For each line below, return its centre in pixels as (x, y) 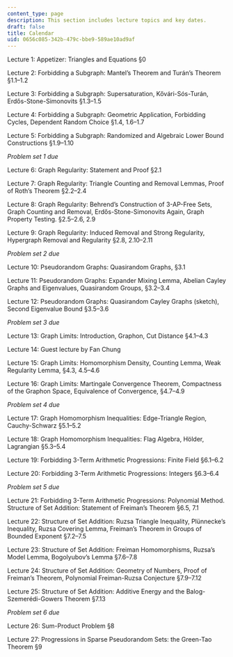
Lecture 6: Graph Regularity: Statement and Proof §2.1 (85, 170)
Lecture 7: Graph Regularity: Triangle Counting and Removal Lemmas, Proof (116, 184)
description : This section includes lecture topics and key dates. (107, 20)
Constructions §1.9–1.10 (41, 143)
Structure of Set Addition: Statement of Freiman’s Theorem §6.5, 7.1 (103, 508)
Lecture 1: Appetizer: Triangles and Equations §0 (77, 59)
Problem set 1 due (33, 157)
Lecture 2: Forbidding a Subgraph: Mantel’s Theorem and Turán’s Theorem (114, 73)
